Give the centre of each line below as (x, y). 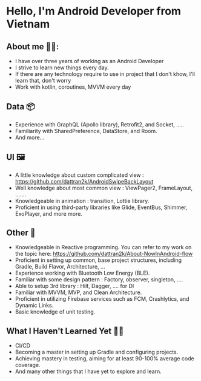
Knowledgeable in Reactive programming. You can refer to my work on (103, 247)
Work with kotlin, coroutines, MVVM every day (73, 87)
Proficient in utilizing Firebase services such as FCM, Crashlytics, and (102, 299)
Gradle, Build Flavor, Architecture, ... (60, 267)
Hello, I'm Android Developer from (94, 11)
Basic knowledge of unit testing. (55, 312)
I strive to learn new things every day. (62, 67)
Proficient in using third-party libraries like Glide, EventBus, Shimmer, (101, 207)
